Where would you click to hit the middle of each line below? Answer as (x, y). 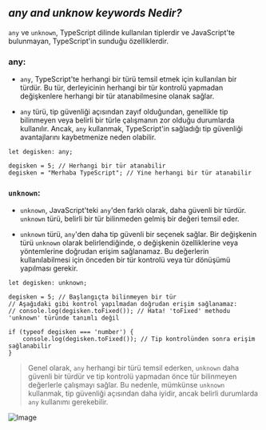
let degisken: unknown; (48, 283)
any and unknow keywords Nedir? (95, 13)
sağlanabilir (30, 346)
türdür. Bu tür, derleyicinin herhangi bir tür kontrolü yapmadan (121, 88)
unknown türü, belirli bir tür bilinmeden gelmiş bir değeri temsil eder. (129, 219)
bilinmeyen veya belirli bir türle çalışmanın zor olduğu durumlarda (127, 120)
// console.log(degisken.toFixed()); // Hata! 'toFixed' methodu (119, 311)
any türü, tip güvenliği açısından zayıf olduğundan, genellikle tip (124, 112)
